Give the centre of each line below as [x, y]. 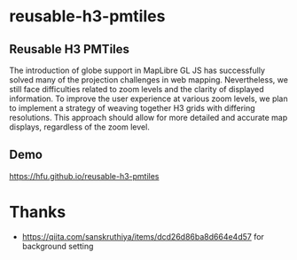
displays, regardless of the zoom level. [80, 127]
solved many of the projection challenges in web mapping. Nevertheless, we [148, 80]
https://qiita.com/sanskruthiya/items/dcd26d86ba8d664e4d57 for [143, 236]
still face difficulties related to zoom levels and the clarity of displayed [137, 89]
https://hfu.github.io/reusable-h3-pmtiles [84, 176]
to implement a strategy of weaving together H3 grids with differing [132, 108]
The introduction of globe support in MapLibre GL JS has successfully [137, 70]
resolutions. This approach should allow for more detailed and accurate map [148, 118]
